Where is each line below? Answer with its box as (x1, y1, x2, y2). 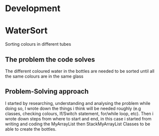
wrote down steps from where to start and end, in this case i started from (5, 116, 152, 121)
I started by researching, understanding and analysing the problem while (5, 100, 151, 106)
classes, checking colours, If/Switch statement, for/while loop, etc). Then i (5, 110, 154, 117)
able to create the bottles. (5, 126, 57, 132)
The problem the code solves (5, 55, 95, 64)
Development (5, 3, 61, 14)
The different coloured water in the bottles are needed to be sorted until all (5, 68, 155, 74)
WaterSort (5, 25, 48, 36)
